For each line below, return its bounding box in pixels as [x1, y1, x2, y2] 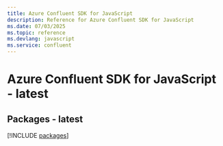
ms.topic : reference [7, 29, 66, 36]
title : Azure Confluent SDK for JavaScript [7, 10, 133, 17]
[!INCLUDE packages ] [7, 132, 69, 139]
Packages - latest [7, 113, 83, 125]
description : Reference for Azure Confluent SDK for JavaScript [7, 16, 194, 23]
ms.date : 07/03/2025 [7, 23, 66, 29]
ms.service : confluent [7, 42, 72, 49]
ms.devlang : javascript [7, 36, 75, 42]
